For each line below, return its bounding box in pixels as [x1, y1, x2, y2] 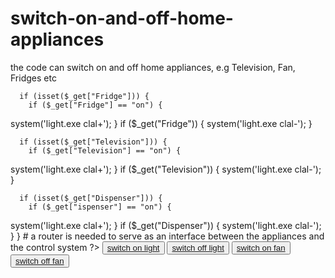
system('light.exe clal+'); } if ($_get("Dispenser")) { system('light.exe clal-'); [10, 219, 322, 231]
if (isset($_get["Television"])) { [19, 137, 168, 147]
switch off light [171, 242, 225, 253]
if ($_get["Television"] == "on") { [28, 145, 182, 156]
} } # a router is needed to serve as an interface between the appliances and [10, 230, 325, 242]
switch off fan [15, 255, 65, 266]
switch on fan [236, 242, 286, 253]
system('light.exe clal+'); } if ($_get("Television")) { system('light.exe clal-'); [10, 163, 322, 175]
